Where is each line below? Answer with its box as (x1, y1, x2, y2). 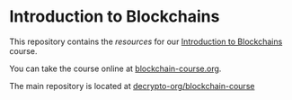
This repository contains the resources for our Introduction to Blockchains (9, 36, 283, 47)
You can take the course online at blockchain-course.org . (9, 63, 222, 74)
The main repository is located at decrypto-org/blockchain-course (9, 80, 255, 91)
